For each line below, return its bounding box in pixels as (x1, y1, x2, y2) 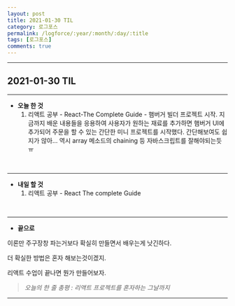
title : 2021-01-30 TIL (7, 17, 73, 24)
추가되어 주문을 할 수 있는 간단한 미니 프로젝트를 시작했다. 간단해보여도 (27, 127, 220, 136)
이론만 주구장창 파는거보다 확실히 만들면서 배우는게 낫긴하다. (7, 239, 172, 247)
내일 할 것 (17, 180, 43, 188)
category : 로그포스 (7, 23, 58, 30)
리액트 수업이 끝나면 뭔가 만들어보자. (7, 268, 106, 277)
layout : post (7, 10, 45, 18)
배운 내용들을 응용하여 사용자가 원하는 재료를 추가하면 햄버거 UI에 (46, 118, 225, 127)
